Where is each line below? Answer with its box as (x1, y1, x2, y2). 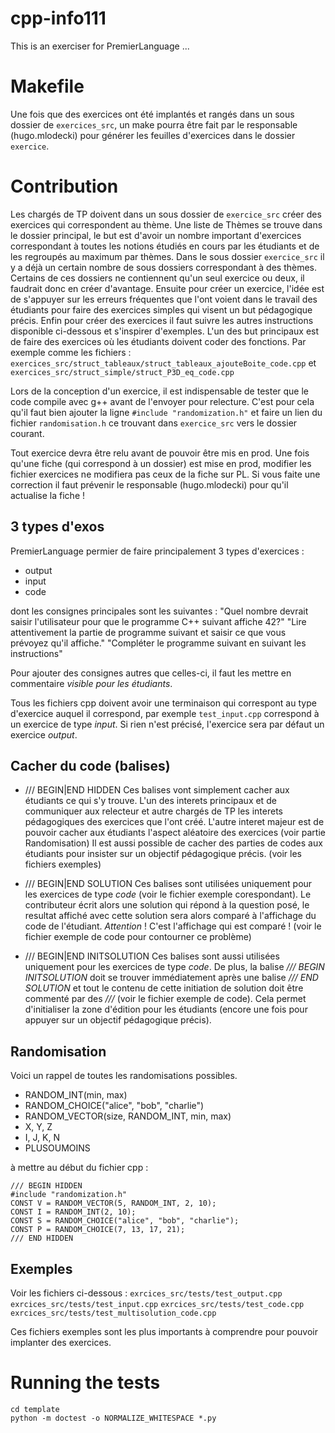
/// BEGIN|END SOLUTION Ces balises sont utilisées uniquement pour (24, 878, 313, 890)
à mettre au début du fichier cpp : (10, 1162, 149, 1174)
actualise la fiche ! (10, 489, 86, 501)
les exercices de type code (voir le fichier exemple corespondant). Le (24, 888, 312, 901)
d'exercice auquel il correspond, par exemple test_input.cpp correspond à (10, 707, 320, 719)
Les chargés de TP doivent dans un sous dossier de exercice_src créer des (10, 208, 322, 220)
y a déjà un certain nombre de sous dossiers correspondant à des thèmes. (10, 261, 318, 273)
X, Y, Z (24, 1121, 53, 1133)
